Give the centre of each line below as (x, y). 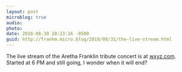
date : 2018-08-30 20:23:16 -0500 (48, 34)
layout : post (22, 12)
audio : (14, 23)
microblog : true (26, 17)
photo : (14, 28)
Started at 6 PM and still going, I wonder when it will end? (77, 62)
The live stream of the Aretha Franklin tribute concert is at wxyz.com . (91, 56)
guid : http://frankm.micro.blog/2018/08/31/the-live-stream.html (89, 39)
